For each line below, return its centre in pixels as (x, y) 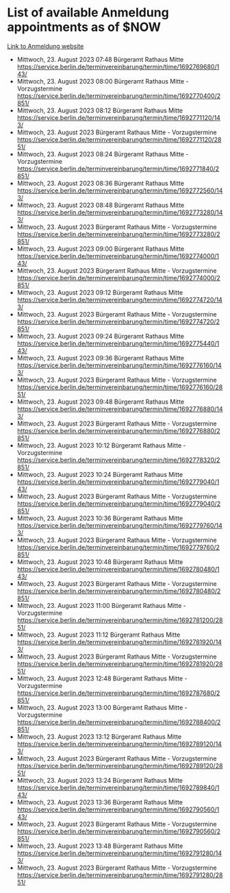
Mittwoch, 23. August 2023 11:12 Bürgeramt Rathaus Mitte (99, 635)
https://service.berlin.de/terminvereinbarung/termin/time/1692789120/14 (119, 744)
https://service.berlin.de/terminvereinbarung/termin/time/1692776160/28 (120, 387)
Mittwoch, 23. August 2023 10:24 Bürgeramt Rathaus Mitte (100, 474)
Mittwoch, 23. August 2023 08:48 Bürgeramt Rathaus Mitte (101, 205)
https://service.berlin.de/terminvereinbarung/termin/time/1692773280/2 (118, 234)
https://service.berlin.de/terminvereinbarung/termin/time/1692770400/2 (119, 96)
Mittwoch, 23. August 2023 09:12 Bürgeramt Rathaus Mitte (100, 292)
